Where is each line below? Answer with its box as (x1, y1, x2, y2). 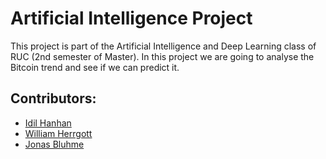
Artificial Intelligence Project (10, 7, 253, 30)
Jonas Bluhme (24, 138, 85, 150)
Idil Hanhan (24, 117, 72, 129)
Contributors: (10, 90, 97, 107)
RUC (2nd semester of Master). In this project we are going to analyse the (10, 50, 315, 62)
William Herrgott (24, 127, 93, 139)
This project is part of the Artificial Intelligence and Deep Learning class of (10, 40, 317, 52)
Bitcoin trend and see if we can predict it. (10, 61, 180, 73)
